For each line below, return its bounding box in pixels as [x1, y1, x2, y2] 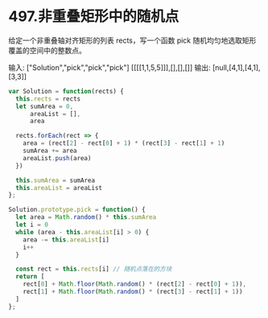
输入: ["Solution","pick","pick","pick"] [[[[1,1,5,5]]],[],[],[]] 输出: [8, 62, 211, 72]
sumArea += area [23, 147, 78, 155]
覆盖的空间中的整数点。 [8, 45, 86, 55]
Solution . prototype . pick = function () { [8, 206, 146, 214]
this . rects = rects [15, 94, 81, 103]
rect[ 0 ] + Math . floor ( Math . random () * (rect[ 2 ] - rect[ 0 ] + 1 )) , [23, 280, 247, 288]
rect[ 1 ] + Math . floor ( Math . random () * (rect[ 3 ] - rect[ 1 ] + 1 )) [23, 287, 243, 296]
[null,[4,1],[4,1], [212, 62, 261, 72]
